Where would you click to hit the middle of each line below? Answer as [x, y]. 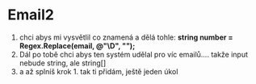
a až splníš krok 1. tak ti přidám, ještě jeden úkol [99, 71]
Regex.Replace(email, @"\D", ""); [77, 45]
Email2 [31, 15]
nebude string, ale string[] [63, 63]
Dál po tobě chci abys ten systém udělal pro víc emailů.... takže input [133, 54]
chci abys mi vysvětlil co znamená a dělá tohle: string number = [126, 37]
